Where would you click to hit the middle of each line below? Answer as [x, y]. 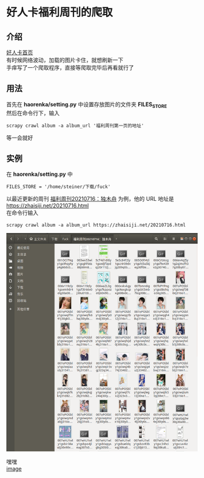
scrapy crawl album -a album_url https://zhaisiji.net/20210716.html [96, 225]
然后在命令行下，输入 [33, 113]
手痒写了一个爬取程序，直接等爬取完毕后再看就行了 [70, 68]
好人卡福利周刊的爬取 [60, 12]
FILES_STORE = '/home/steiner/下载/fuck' [59, 187]
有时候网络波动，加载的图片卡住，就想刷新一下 [65, 60]
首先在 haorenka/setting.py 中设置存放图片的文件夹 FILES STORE [87, 105]
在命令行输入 [22, 213]
